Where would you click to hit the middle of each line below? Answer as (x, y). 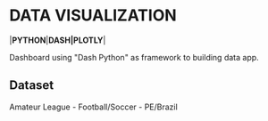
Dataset (32, 85)
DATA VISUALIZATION (93, 16)
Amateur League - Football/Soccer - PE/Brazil (94, 107)
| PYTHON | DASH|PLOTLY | (58, 40)
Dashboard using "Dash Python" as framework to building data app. (134, 57)
